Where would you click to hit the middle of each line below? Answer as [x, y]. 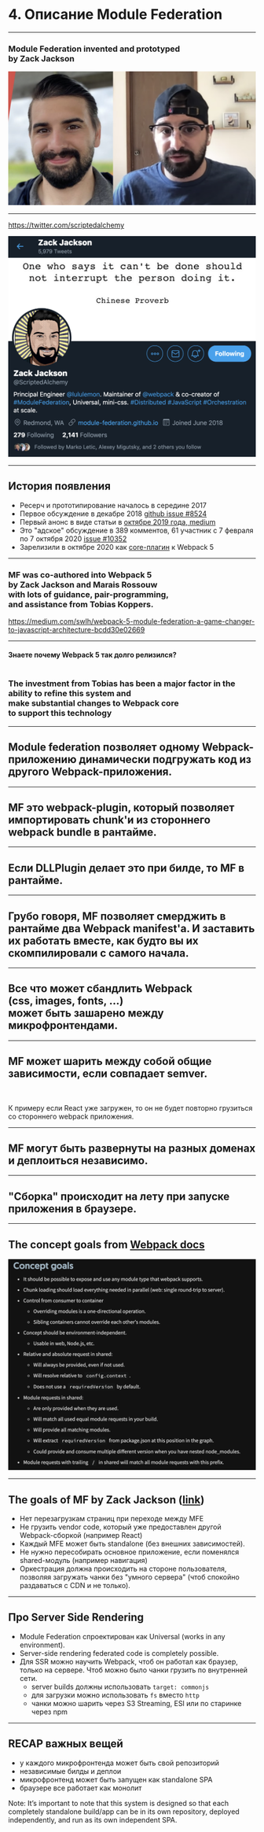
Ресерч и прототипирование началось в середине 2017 [113, 505]
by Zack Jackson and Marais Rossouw [83, 584]
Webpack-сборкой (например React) [81, 1535]
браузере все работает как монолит [81, 1788]
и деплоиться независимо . [78, 1161]
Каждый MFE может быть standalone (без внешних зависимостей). [132, 1544]
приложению [42, 759]
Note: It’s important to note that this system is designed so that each [119, 1803]
